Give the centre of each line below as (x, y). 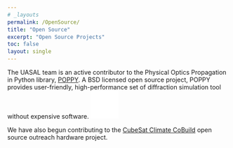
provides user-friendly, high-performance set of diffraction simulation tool (114, 87)
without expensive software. (48, 116)
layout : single (29, 52)
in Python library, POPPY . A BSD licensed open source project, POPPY (109, 80)
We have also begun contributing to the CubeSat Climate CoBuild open (110, 130)
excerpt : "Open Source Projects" (56, 37)
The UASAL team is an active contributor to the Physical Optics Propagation (117, 72)
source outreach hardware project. (58, 137)
